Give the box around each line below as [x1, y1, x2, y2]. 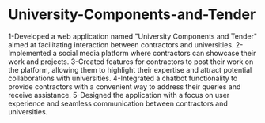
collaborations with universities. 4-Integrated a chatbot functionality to [8, 73, 238, 83]
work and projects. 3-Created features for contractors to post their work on [8, 57, 254, 66]
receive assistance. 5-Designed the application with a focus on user [8, 90, 230, 99]
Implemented [8, 48, 51, 58]
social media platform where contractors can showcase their [58, 48, 256, 58]
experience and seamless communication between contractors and [8, 99, 228, 108]
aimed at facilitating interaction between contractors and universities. [8, 39, 234, 49]
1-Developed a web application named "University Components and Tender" [8, 32, 257, 41]
